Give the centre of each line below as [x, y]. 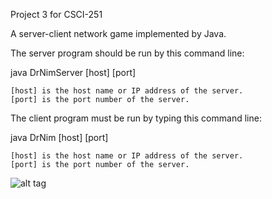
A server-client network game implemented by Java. [118, 33]
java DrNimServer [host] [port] [73, 72]
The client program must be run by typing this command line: [136, 118]
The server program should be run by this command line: [127, 53]
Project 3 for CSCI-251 [56, 14]
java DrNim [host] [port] [59, 137]
